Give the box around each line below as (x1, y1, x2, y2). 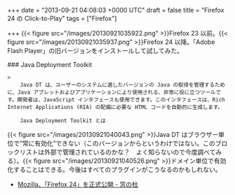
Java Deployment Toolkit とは (20, 117, 107, 124)
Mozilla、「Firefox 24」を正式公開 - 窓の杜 (17, 180, 139, 188)
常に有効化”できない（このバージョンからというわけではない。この (22, 139, 216, 147)
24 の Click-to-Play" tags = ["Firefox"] (7, 14, 117, 22)
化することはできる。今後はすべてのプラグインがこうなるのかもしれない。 (7, 166, 222, 173)
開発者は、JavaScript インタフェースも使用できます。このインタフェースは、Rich (17, 96, 226, 103)
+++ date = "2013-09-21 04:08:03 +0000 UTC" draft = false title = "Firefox (7, 6, 224, 14)
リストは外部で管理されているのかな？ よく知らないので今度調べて (19, 148, 216, 156)
